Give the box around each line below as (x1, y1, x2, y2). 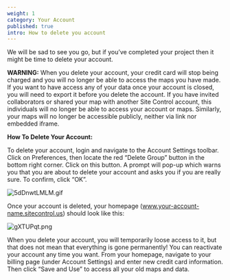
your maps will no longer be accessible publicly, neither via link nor (7, 113, 197, 121)
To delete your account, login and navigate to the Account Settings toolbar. (7, 146, 220, 154)
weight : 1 (7, 10, 36, 17)
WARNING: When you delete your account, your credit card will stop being (7, 69, 218, 77)
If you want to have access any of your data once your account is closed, (7, 83, 215, 91)
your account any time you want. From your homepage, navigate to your (7, 250, 211, 259)
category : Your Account (7, 16, 76, 23)
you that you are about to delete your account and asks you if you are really (7, 168, 221, 176)
